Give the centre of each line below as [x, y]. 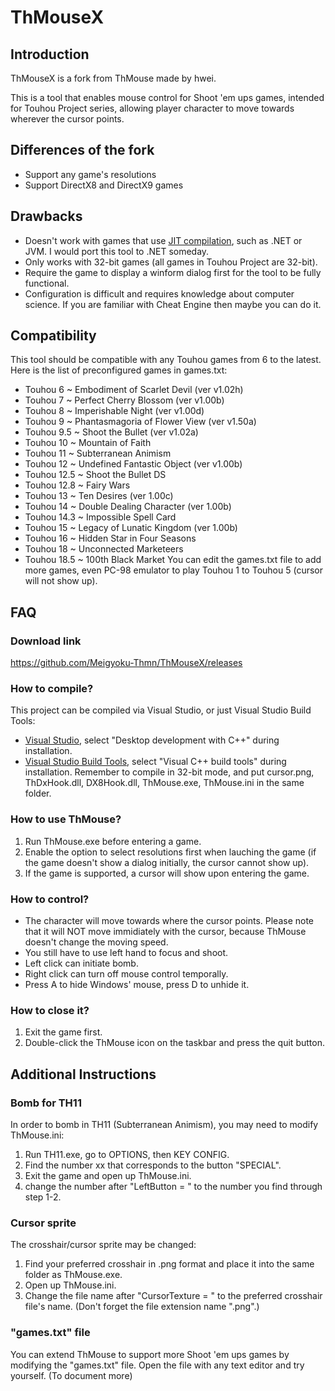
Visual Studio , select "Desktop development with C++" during [152, 740]
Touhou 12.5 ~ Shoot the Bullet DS [95, 475]
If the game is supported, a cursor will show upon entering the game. [167, 873]
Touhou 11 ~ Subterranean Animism [98, 453]
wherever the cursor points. [67, 119]
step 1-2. [43, 1197]
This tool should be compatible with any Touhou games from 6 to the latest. [166, 360]
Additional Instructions [83, 1074]
